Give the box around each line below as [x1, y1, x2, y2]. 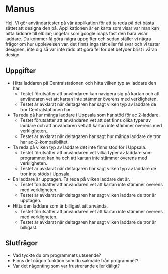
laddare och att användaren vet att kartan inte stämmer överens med [20, 122, 162, 128]
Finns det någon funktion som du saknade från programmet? [12, 257, 139, 263]
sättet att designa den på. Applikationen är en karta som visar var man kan [5, 25, 159, 31]
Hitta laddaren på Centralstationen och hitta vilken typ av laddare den [12, 80, 157, 86]
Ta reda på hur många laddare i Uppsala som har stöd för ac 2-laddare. [12, 112, 160, 118]
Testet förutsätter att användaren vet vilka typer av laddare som [20, 149, 152, 155]
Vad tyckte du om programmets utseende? [12, 252, 101, 258]
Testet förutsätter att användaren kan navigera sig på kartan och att [20, 90, 160, 96]
